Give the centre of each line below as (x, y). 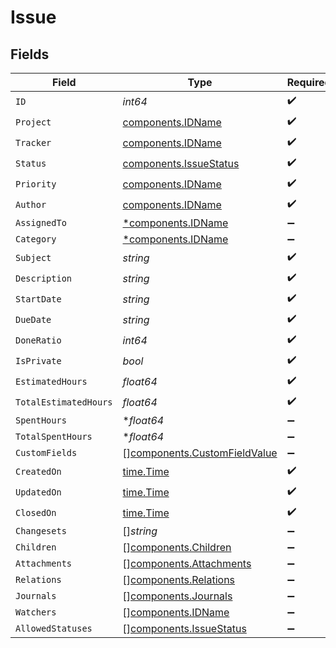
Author (31, 204)
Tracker (33, 142)
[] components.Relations (179, 579)
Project (33, 122)
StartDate (38, 299)
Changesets (41, 531)
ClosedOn (36, 512)
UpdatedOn (38, 492)
